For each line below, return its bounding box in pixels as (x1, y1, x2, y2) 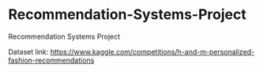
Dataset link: (8, 47, 49, 56)
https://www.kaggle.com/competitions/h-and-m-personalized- (50, 47, 255, 56)
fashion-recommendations (8, 55, 95, 65)
